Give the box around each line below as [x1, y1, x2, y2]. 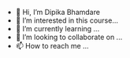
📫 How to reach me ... [15, 42, 89, 50]
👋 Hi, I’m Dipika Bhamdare [15, 8, 101, 16]
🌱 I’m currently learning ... [15, 24, 100, 33]
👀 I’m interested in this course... [15, 16, 118, 25]
